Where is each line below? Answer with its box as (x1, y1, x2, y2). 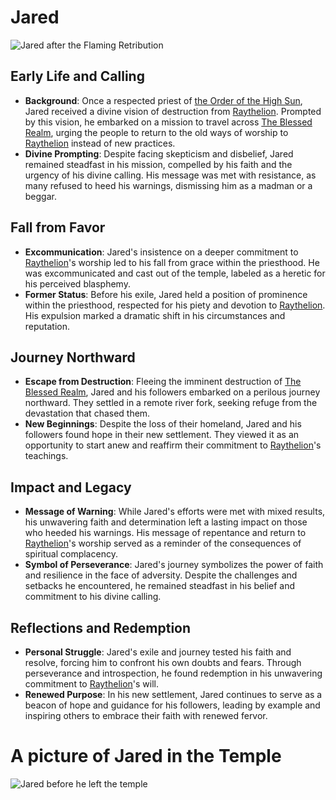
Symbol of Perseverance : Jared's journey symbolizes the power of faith (24, 559, 324, 571)
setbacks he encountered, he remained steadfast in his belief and (24, 580, 296, 592)
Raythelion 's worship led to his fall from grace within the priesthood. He (24, 256, 320, 268)
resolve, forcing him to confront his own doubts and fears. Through (24, 657, 302, 668)
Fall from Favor (10, 219, 106, 236)
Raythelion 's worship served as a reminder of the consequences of (24, 537, 302, 550)
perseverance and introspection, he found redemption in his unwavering (24, 667, 323, 679)
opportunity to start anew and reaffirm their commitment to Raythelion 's (24, 439, 322, 451)
